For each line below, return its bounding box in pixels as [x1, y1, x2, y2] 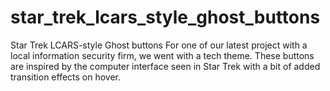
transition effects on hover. [10, 71, 122, 83]
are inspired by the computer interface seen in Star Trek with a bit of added [10, 60, 321, 72]
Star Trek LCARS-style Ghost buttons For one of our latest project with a [10, 39, 308, 51]
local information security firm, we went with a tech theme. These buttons [10, 49, 315, 61]
